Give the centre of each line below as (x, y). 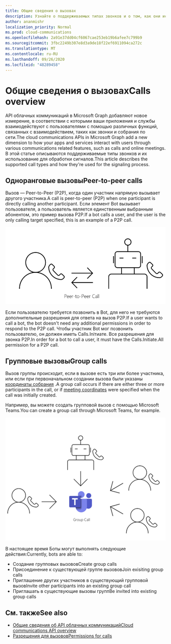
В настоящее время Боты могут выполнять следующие (66, 549)
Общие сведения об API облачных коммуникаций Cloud (73, 625)
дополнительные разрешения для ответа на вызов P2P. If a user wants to (84, 318)
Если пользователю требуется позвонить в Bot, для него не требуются (83, 312)
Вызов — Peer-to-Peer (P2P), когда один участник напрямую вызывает (83, 193)
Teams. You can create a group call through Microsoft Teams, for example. (83, 410)
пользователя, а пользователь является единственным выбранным (79, 209)
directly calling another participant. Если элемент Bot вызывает (73, 204)
